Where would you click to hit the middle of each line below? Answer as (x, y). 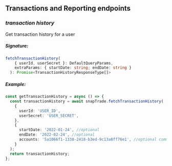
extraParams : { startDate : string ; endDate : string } (73, 68)
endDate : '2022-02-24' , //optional (57, 135)
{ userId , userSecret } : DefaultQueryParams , (64, 63)
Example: (16, 84)
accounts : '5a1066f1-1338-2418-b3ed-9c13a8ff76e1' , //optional (88, 139)
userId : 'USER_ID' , (39, 111)
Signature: (17, 46)
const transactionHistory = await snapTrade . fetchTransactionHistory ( (87, 101)
